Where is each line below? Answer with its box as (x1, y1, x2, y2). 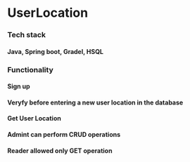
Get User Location (7, 114, 61, 123)
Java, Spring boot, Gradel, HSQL (7, 47, 104, 55)
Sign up (7, 82, 30, 90)
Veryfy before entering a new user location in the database (7, 98, 184, 107)
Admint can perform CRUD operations (7, 130, 121, 138)
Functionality (7, 65, 54, 74)
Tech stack (7, 30, 46, 40)
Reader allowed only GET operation (7, 146, 113, 155)
